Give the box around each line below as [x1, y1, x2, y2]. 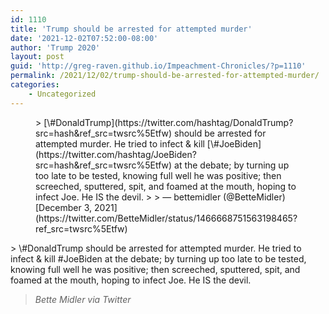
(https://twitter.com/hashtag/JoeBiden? [35, 148, 197, 160]
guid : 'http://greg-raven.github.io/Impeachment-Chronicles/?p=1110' [10, 61, 307, 71]
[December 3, [35, 201, 93, 213]
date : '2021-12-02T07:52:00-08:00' [10, 33, 159, 43]
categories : [10, 80, 60, 90]
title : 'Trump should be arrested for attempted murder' [10, 24, 253, 34]
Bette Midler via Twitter [34, 293, 132, 305]
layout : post [10, 52, 65, 62]
